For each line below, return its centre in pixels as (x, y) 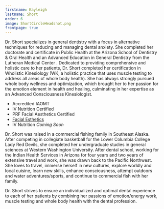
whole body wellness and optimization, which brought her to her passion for (82, 84)
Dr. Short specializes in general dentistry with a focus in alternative (73, 42)
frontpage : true (22, 28)
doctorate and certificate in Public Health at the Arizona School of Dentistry (81, 53)
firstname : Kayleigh (26, 10)
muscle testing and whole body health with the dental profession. (71, 201)
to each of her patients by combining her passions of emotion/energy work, (81, 196)
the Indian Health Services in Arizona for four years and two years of (74, 155)
